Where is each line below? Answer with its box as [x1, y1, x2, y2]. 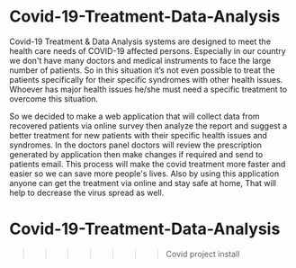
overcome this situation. [9, 93, 99, 104]
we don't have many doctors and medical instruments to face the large [9, 55, 272, 66]
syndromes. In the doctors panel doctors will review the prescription [9, 139, 263, 150]
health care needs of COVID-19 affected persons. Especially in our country [9, 45, 286, 56]
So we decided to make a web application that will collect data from [9, 111, 260, 121]
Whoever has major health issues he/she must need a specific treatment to [9, 84, 288, 94]
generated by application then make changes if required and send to [9, 148, 264, 159]
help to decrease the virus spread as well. [9, 187, 165, 198]
